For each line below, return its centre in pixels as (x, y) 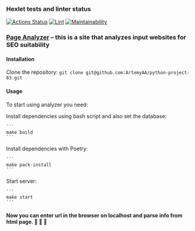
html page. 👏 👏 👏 (27, 222)
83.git (14, 78)
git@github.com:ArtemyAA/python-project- (138, 73)
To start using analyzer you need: (47, 104)
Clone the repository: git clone (45, 72)
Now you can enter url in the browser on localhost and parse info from (94, 215)
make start (20, 197)
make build (20, 132)
